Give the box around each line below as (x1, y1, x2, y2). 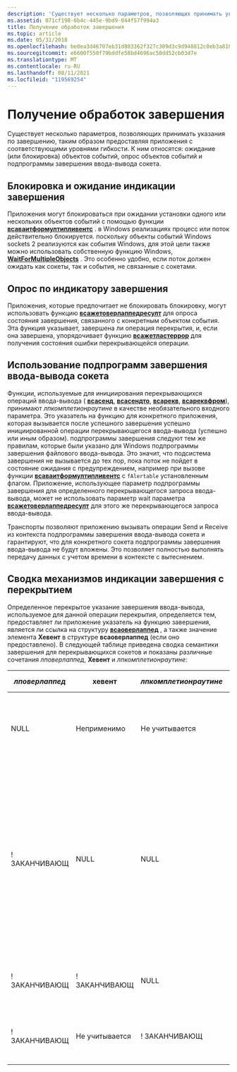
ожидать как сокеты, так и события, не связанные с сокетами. (7, 262, 197, 271)
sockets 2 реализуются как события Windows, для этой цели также (7, 240, 210, 248)
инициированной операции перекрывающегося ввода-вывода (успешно (7, 426, 227, 434)
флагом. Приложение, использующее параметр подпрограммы (7, 479, 200, 487)
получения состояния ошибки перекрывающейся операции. (7, 339, 190, 347)
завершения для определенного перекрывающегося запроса (7, 486, 194, 494)
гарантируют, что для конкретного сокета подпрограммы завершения (7, 537, 221, 546)
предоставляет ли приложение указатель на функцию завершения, (7, 618, 211, 626)
